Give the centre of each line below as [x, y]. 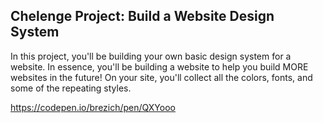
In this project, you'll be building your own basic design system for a [151, 56]
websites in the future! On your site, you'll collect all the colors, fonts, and [161, 77]
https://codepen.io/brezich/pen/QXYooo [93, 107]
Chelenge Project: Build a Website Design [142, 16]
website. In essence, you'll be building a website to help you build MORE [159, 66]
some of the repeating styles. [71, 88]
